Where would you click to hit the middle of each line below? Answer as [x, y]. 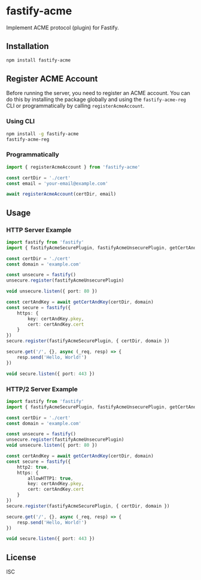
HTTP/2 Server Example [42, 389]
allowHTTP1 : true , [51, 478]
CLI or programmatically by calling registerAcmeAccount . [75, 106]
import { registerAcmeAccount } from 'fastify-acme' [73, 167]
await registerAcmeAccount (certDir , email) [61, 194]
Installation [28, 46]
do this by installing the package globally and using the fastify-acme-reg [96, 99]
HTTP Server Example [39, 230]
